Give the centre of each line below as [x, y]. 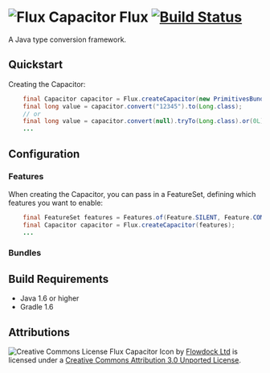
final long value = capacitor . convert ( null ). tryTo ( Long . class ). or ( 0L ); [145, 121]
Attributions [39, 332]
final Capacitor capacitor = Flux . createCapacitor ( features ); [129, 225]
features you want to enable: [55, 203]
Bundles [25, 253]
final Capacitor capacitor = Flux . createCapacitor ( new [117, 99]
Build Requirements [59, 279]
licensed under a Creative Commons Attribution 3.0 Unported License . [125, 360]
